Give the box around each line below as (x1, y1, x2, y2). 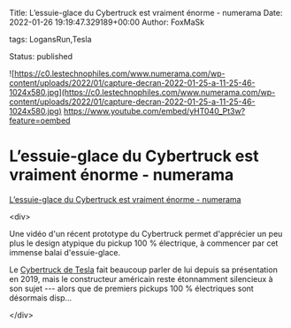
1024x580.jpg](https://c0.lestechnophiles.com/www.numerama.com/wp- (9, 88, 276, 97)
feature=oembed (9, 115, 71, 126)
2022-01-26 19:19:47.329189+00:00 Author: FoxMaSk (9, 17, 205, 27)
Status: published (9, 51, 73, 61)
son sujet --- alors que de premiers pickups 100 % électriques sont (9, 283, 254, 294)
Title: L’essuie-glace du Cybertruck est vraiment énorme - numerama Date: (9, 8, 283, 18)
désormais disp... (9, 292, 73, 303)
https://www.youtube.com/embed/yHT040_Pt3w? (63, 106, 246, 116)
